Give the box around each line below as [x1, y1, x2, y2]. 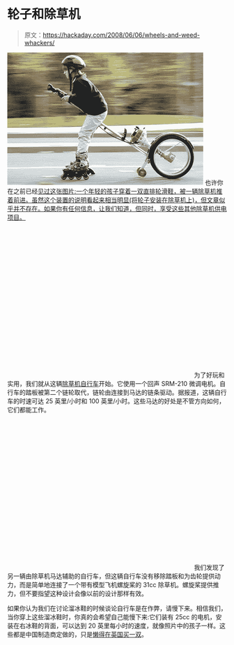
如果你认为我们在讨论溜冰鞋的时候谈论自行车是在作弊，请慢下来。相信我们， [7, 604, 227, 612]
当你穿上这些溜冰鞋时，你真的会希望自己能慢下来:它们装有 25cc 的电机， [7, 612, 216, 621]
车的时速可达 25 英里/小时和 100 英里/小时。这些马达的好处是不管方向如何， [7, 396, 226, 405]
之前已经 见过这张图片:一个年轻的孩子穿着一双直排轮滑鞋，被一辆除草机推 [13, 187, 223, 195]
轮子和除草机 [7, 6, 81, 22]
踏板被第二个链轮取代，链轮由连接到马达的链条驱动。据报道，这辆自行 [25, 388, 227, 396]
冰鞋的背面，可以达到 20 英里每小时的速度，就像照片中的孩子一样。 [25, 621, 220, 630]
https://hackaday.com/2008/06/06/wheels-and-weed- [42, 31, 201, 39]
